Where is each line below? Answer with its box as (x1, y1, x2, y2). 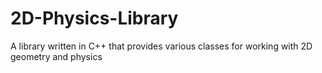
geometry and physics (10, 50, 103, 62)
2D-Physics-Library (10, 7, 179, 30)
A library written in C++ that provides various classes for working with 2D (10, 40, 313, 52)
